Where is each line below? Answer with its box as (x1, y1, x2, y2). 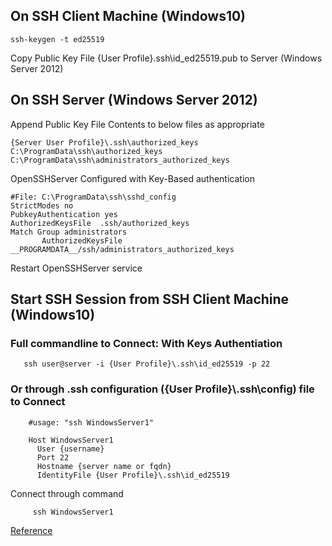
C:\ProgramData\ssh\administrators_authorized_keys (10, 155, 230, 165)
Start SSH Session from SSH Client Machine (10, 291, 290, 308)
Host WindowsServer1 (28, 435, 114, 445)
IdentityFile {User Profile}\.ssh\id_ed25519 (36, 470, 230, 480)
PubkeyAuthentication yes (10, 209, 118, 219)
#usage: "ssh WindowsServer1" (28, 417, 155, 428)
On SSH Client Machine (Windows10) (10, 8, 247, 25)
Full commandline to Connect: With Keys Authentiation (10, 336, 283, 350)
